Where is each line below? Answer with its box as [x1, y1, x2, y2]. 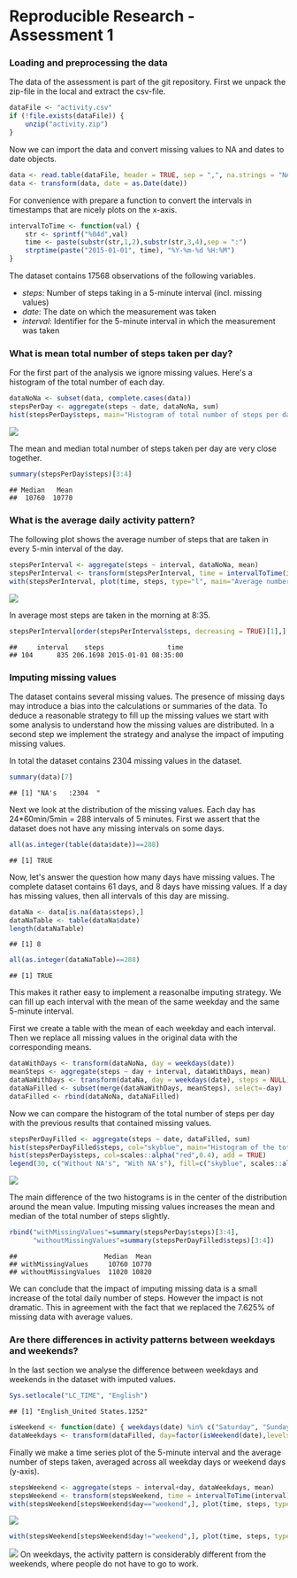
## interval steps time [9, 642, 184, 652]
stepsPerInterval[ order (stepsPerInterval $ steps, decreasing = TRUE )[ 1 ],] [9, 626, 287, 635]
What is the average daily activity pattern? [9, 514, 196, 526]
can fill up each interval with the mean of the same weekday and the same [9, 997, 280, 1007]
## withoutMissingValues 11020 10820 [9, 1267, 152, 1277]
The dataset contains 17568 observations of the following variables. [9, 270, 256, 281]
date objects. [9, 153, 57, 164]
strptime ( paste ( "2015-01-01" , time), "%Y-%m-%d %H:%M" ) [25, 246, 236, 255]
